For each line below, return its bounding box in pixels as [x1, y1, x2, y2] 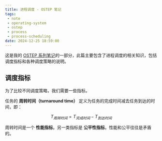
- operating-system [7, 20, 47, 26]
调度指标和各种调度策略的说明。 [5, 58, 69, 64]
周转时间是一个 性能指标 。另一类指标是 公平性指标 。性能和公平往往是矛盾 [5, 125, 151, 130]
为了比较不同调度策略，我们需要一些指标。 [5, 87, 90, 93]
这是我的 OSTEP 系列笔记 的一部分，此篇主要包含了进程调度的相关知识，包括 [5, 52, 157, 58]
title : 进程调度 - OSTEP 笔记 [5, 7, 61, 12]
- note [7, 16, 21, 21]
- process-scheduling [7, 34, 51, 39]
